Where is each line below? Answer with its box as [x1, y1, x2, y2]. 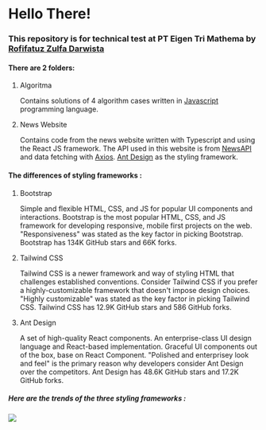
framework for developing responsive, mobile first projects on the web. [19, 221, 253, 230]
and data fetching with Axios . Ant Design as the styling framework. [19, 152, 238, 162]
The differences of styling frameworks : [8, 170, 143, 180]
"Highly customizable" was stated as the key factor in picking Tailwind [19, 294, 250, 303]
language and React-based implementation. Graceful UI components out [19, 342, 258, 351]
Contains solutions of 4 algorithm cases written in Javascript [19, 96, 218, 106]
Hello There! [8, 5, 91, 23]
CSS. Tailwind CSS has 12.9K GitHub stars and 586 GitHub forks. [19, 302, 232, 311]
